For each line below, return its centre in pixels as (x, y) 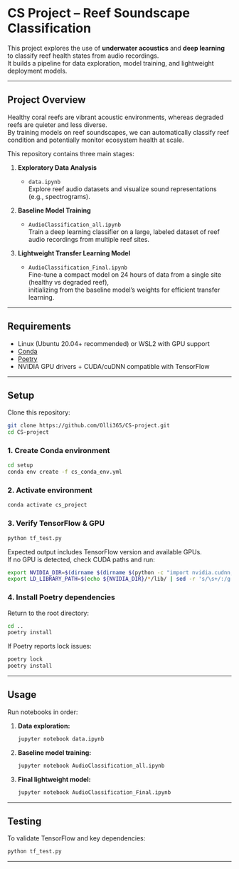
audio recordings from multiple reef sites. (89, 239)
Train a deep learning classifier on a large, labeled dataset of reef (124, 232)
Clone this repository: (39, 412)
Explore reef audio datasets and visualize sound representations (122, 189)
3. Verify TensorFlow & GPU (56, 524)
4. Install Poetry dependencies (61, 597)
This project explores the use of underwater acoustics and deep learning (116, 48)
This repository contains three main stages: (71, 153)
